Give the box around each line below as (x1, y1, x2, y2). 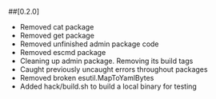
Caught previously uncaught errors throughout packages (19, 65, 208, 74)
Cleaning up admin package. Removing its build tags (19, 56, 194, 65)
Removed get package (19, 31, 94, 40)
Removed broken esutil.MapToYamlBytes (19, 73, 154, 82)
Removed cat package (19, 22, 94, 31)
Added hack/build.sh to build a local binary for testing (19, 81, 198, 91)
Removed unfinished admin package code (19, 39, 159, 49)
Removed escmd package (19, 48, 106, 57)
